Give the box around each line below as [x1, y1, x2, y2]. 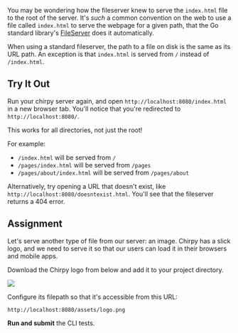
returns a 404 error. [7, 197, 65, 205]
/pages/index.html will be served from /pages [17, 160, 151, 169]
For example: [7, 139, 46, 148]
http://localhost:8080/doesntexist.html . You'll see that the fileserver [7, 190, 215, 198]
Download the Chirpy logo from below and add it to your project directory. [7, 266, 224, 274]
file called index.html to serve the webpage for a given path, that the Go [7, 21, 219, 29]
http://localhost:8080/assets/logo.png [7, 306, 126, 313]
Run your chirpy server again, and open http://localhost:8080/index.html [7, 97, 227, 105]
